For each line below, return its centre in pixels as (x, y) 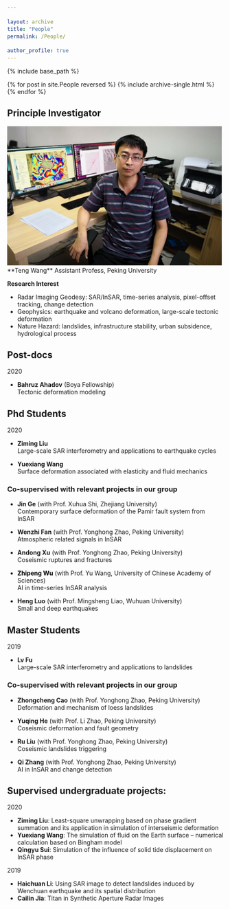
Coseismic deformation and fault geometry (78, 728)
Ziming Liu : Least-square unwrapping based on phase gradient (107, 820)
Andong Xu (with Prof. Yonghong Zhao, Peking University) (100, 552)
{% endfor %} (27, 92)
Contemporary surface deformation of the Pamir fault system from (111, 511)
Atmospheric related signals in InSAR (69, 539)
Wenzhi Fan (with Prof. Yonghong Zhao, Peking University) (100, 532)
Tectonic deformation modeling (61, 392)
